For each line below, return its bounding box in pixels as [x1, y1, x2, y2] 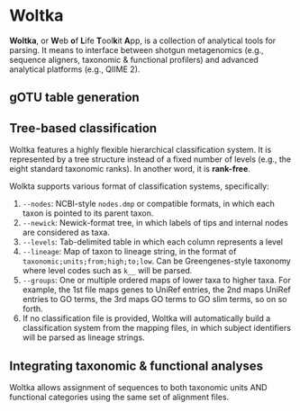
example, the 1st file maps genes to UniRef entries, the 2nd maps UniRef [22, 284, 291, 295]
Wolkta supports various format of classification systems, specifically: [9, 181, 270, 192]
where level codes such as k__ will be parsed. [22, 265, 193, 276]
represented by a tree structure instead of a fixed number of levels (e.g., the [9, 154, 292, 165]
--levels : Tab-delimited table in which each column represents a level [22, 237, 284, 247]
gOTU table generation [9, 90, 140, 105]
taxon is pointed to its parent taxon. [22, 208, 154, 219]
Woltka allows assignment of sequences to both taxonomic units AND [9, 381, 268, 392]
